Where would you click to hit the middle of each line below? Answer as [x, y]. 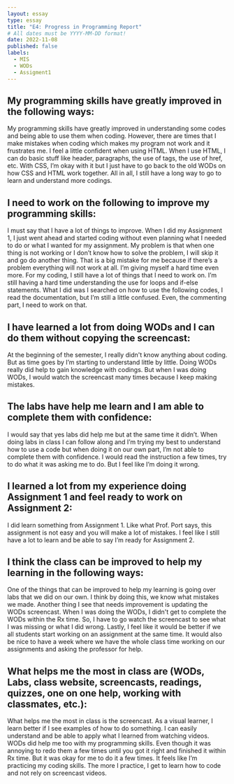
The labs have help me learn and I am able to [106, 407]
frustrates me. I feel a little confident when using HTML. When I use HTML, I [116, 151]
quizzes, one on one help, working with [94, 693]
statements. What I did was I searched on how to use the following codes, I [115, 290]
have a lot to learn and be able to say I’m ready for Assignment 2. [101, 539]
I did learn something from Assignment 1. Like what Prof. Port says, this [109, 525]
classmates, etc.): [47, 704]
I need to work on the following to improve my [108, 203]
